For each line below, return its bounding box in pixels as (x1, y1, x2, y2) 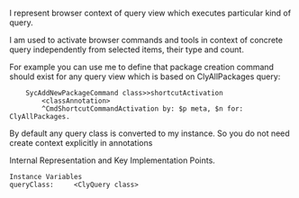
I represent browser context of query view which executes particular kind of (9, 8, 291, 18)
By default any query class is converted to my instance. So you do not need (9, 128, 290, 139)
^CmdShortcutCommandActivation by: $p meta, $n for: (41, 104, 244, 113)
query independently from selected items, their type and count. (9, 44, 245, 55)
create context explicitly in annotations (9, 138, 153, 148)
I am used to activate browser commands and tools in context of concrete (9, 35, 284, 45)
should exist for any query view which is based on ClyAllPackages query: (9, 71, 281, 82)
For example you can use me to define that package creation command (9, 62, 275, 72)
